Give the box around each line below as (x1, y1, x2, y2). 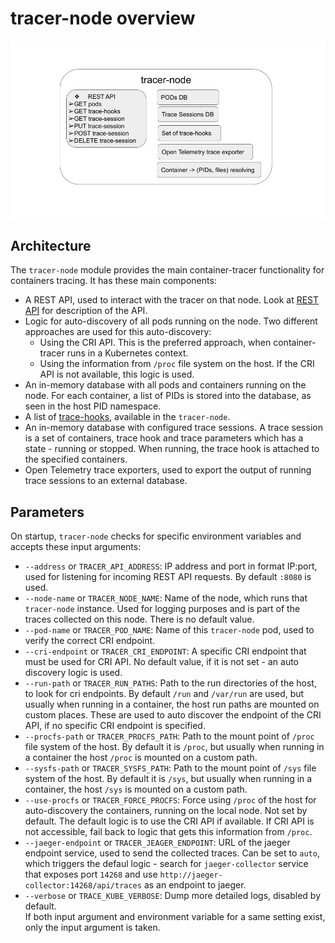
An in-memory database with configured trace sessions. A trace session (24, 422, 323, 434)
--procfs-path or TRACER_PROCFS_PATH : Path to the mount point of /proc (24, 730, 315, 742)
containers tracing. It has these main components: (10, 275, 217, 287)
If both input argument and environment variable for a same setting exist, (24, 911, 326, 923)
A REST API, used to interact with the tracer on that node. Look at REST (24, 294, 320, 306)
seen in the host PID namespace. (24, 400, 162, 412)
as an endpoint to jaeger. (143, 879, 247, 891)
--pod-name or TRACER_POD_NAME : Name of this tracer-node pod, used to (24, 624, 315, 636)
